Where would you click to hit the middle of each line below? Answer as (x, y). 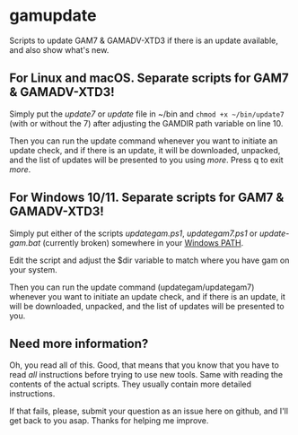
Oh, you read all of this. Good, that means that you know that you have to (145, 365)
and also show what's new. (59, 49)
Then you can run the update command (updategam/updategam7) (132, 287)
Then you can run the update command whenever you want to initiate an (144, 141)
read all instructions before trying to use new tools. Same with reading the (146, 375)
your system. (34, 269)
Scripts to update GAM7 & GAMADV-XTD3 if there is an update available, (144, 40)
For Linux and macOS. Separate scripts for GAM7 (149, 78)
